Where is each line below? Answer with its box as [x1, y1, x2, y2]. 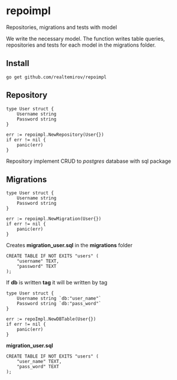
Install [6, 58, 29, 68]
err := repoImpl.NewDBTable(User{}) [6, 316, 96, 322]
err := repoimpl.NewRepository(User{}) [6, 132, 104, 137]
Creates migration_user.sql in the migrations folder [6, 242, 133, 249]
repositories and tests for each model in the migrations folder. [6, 41, 156, 48]
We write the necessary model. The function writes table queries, [6, 35, 165, 42]
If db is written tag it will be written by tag [6, 279, 107, 286]
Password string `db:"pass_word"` [17, 301, 101, 307]
